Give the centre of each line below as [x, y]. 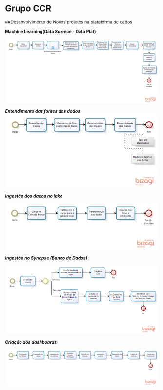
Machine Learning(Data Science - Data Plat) [51, 31]
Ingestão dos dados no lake [34, 196]
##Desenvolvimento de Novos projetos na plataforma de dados [69, 22]
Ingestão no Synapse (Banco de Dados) [46, 258]
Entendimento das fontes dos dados [43, 111]
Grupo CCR [28, 9]
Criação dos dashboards [31, 342]
